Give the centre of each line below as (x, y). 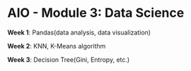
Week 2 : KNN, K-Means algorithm (57, 46)
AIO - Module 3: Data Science (96, 13)
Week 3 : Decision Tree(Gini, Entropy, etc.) (69, 59)
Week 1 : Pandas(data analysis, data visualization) (79, 32)
